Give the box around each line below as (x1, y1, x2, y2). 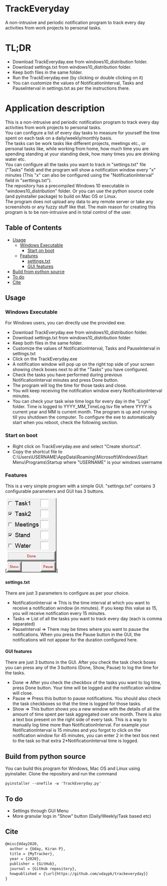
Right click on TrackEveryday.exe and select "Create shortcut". (12, 443, 142, 449)
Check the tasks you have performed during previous (12, 372, 122, 378)
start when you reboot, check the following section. (12, 420, 119, 426)
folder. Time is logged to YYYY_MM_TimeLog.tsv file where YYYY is (12, 404, 152, 410)
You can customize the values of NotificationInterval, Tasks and (12, 80, 144, 86)
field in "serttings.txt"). (5, 177, 52, 183)
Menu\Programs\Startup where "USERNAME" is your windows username (12, 459, 163, 465)
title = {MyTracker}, (9, 851, 55, 856)
